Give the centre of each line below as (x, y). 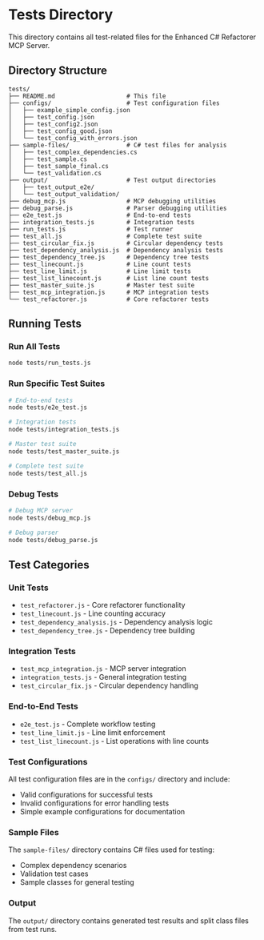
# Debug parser (34, 532)
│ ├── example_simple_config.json (69, 110)
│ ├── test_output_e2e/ (51, 187)
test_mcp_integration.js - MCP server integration (103, 669)
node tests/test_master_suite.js (64, 451)
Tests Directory (61, 15)
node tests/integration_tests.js (64, 430)
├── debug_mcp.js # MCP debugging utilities (112, 201)
